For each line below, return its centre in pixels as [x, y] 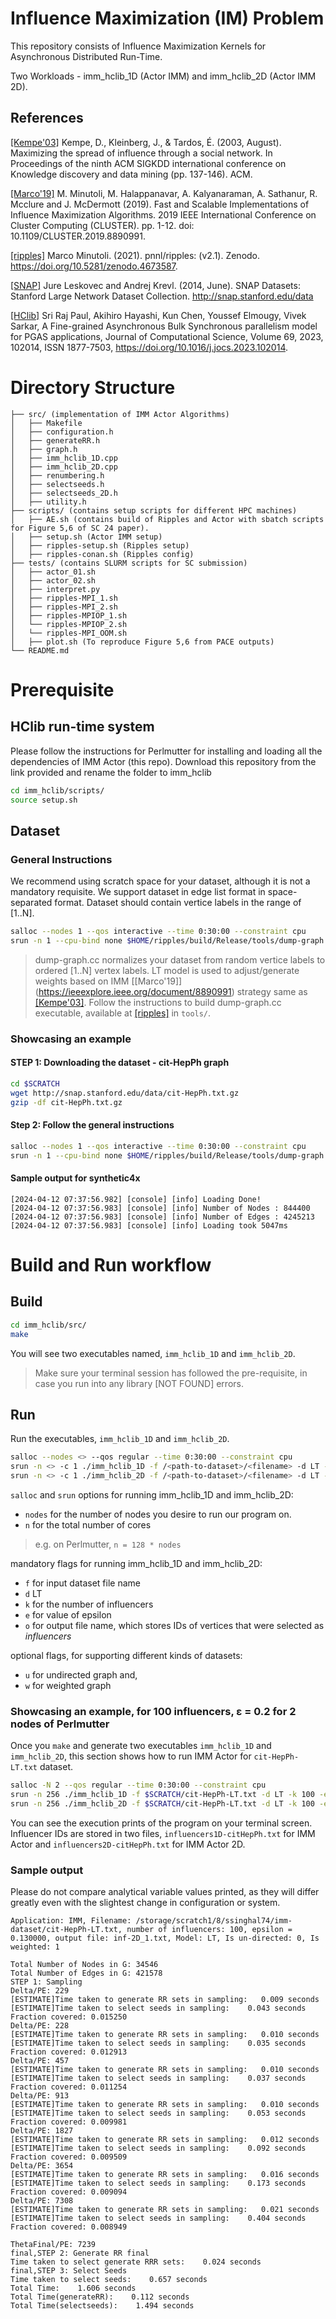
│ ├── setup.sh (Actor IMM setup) [86, 537]
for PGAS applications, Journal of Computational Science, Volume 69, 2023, [167, 336]
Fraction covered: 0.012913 [69, 2052]
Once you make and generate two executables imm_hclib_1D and [141, 1746]
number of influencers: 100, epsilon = [209, 1930]
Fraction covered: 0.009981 [69, 2122]
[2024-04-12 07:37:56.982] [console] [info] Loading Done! [136, 1199]
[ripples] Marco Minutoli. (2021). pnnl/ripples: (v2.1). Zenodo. [135, 255]
